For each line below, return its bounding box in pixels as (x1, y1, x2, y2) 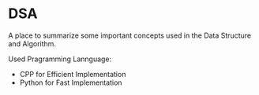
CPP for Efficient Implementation (19, 69, 126, 79)
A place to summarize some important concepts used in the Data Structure (8, 31, 251, 40)
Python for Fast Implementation (19, 78, 122, 87)
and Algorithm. (8, 38, 57, 48)
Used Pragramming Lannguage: (8, 54, 112, 64)
